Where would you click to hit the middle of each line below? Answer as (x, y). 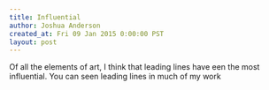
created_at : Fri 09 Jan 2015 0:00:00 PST (87, 34)
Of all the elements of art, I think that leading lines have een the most (134, 67)
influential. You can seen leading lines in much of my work (115, 77)
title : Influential (45, 17)
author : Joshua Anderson (55, 26)
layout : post (33, 42)
